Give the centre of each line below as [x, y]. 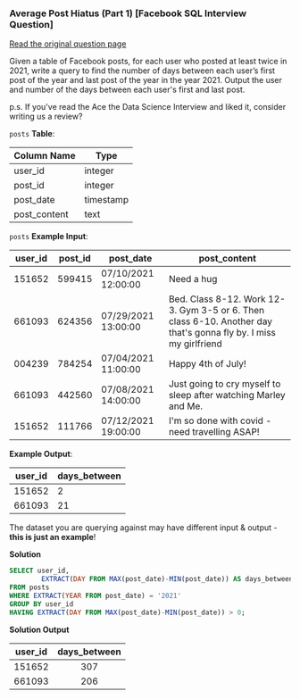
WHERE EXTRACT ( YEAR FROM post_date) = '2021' [95, 595]
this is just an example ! [53, 537]
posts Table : [32, 134]
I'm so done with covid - [220, 420]
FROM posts [29, 587]
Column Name [45, 156]
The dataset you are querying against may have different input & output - [143, 528]
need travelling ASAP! [214, 432]
